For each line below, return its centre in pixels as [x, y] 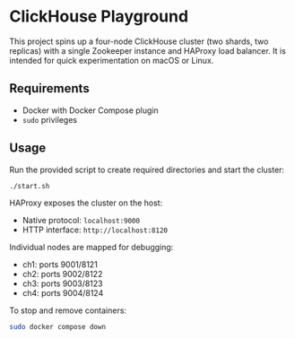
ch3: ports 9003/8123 [62, 283]
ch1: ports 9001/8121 [60, 265]
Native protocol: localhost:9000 [81, 221]
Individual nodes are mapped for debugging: [91, 248]
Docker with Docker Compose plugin [90, 110]
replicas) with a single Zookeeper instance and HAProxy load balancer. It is [148, 50]
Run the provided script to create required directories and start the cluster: [147, 169]
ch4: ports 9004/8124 [63, 293]
